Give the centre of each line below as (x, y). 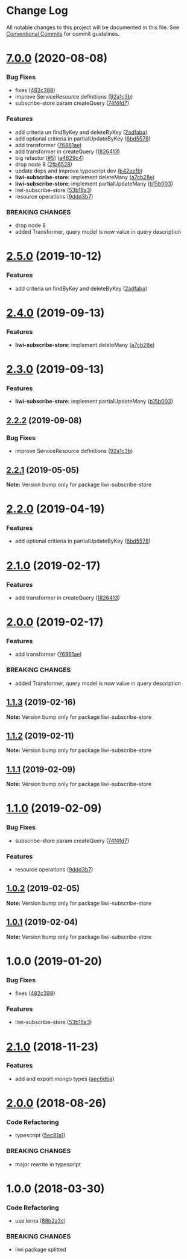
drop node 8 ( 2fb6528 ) (43, 164)
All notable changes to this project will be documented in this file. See (93, 27)
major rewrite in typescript (48, 1164)
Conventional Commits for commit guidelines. (63, 33)
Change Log (37, 11)
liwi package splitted (40, 1250)
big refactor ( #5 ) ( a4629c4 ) (49, 157)
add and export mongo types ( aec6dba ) (65, 1079)
